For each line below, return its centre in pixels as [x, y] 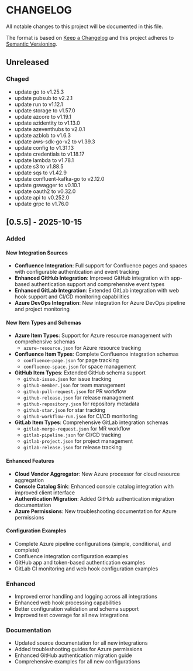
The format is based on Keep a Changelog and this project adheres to [90, 37]
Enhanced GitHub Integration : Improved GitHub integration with [92, 278]
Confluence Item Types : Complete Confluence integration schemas [96, 354]
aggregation [29, 480]
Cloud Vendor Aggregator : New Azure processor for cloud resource [97, 474]
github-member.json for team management [74, 385]
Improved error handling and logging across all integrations [86, 597]
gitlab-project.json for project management [78, 441]
